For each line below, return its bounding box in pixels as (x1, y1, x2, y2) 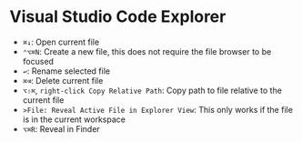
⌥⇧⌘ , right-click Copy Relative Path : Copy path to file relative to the (22, 85, 282, 96)
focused (22, 56, 55, 66)
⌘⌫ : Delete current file (22, 75, 104, 86)
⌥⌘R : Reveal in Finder (22, 123, 100, 134)
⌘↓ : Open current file (22, 36, 100, 47)
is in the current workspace (22, 114, 126, 125)
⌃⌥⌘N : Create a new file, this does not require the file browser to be (22, 46, 272, 56)
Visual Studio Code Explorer (9, 6, 226, 27)
